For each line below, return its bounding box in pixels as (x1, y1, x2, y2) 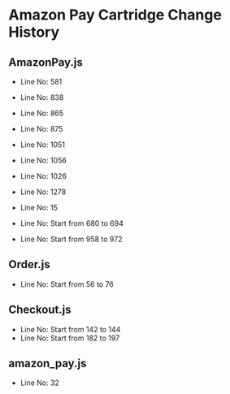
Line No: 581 (20, 77, 63, 86)
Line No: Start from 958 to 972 (20, 234, 123, 244)
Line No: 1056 (20, 156, 67, 165)
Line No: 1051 (20, 140, 65, 149)
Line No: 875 (20, 124, 63, 133)
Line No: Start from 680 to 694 (20, 219, 124, 228)
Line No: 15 (20, 203, 59, 212)
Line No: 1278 (20, 187, 67, 197)
